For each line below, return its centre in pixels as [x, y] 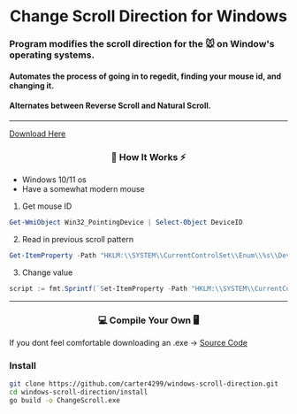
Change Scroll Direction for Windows [148, 16]
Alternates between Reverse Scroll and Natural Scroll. [110, 106]
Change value [47, 272]
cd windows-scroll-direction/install [79, 392]
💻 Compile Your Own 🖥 [148, 320]
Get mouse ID [47, 206]
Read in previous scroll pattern [78, 240]
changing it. [32, 85]
